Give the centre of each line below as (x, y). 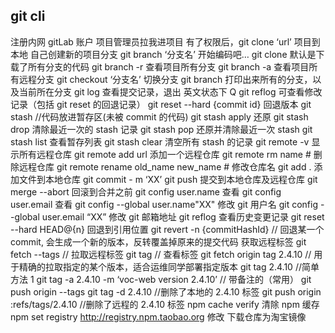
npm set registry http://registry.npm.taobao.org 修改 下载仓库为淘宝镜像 (158, 316)
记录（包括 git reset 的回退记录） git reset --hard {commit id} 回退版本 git (161, 104)
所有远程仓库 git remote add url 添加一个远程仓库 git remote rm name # (165, 154)
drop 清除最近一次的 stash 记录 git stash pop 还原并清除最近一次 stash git (161, 129)
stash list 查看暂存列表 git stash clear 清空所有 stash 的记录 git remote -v (160, 141)
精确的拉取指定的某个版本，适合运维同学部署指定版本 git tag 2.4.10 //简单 (169, 266)
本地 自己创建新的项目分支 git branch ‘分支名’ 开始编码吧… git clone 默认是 (163, 54)
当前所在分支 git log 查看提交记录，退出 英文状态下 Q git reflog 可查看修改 (170, 91)
